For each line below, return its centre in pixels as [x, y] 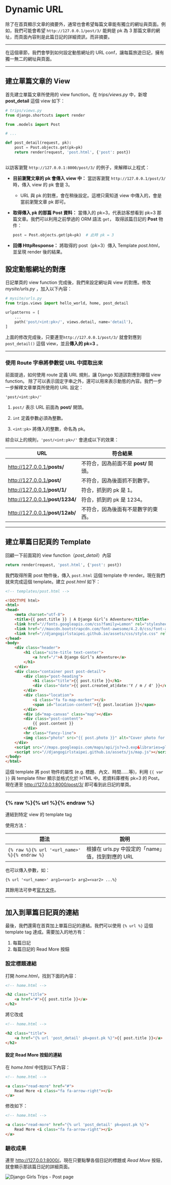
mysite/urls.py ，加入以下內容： [39, 289]
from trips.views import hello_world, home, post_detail [67, 303]
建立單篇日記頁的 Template [48, 542]
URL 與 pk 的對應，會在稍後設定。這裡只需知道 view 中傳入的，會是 [91, 195]
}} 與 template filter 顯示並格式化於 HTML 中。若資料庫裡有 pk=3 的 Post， [84, 778]
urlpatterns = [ [22, 313]
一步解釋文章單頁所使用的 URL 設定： [45, 387]
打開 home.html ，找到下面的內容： [41, 976]
